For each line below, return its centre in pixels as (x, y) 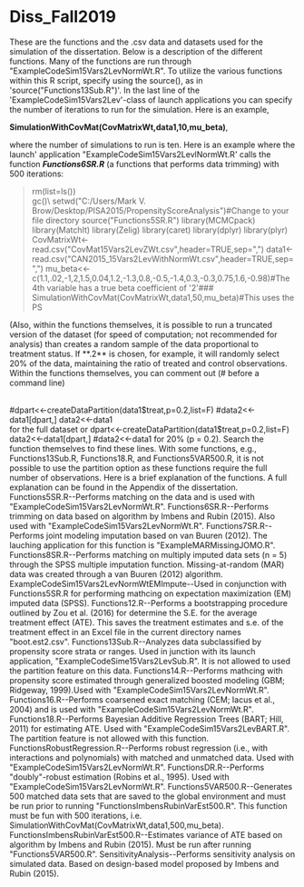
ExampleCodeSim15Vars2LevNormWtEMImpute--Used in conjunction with (148, 583)
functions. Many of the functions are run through (101, 61)
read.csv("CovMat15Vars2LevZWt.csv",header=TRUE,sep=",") (148, 249)
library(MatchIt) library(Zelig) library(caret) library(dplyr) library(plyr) (160, 230)
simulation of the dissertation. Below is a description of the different (136, 51)
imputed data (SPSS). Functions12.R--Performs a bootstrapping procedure (149, 603)
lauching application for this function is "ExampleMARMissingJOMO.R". (142, 545)
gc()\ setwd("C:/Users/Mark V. (89, 201)
